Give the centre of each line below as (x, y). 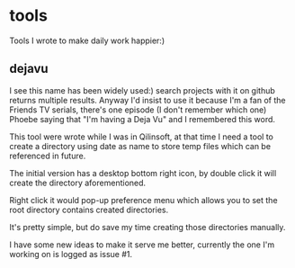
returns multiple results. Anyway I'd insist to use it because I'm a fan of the (147, 100)
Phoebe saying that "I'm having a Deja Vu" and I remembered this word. (143, 119)
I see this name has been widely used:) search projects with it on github (143, 90)
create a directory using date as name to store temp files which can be (140, 146)
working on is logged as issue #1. (71, 254)
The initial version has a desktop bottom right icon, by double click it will (143, 173)
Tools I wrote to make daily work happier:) (87, 40)
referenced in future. (48, 156)
